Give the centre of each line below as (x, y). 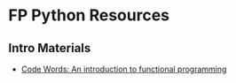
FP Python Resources (89, 15)
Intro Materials (50, 48)
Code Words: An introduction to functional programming (124, 69)
